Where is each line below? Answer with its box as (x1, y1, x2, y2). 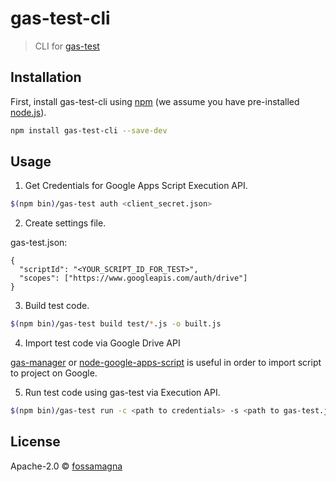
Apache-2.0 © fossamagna (10, 460, 123, 472)
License (10, 433, 61, 451)
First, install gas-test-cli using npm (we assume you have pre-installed (10, 95, 300, 107)
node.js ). (10, 106, 47, 118)
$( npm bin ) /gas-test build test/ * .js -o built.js (10, 319, 222, 329)
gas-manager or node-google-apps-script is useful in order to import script (10, 357, 322, 369)
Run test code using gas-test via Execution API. (24, 387, 221, 399)
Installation (10, 69, 82, 86)
